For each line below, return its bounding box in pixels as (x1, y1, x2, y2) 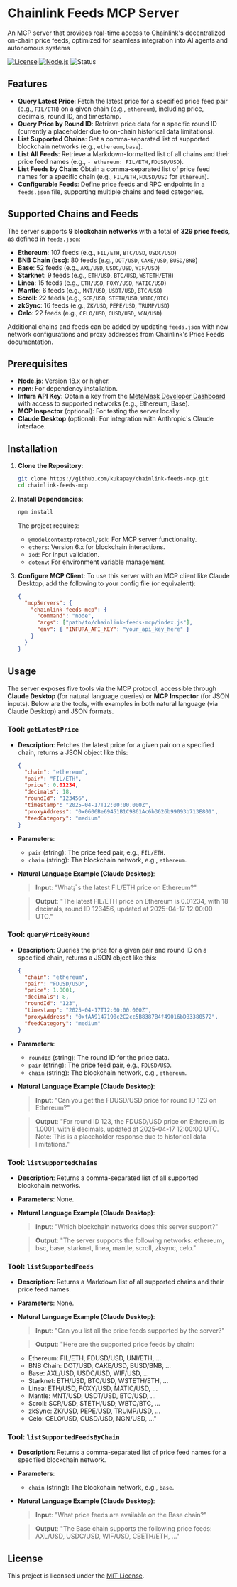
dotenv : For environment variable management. (28, 558, 166, 566)
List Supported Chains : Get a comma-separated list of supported (17, 134, 210, 143)
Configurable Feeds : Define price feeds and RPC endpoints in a (17, 180, 205, 188)
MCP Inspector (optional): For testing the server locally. (17, 407, 181, 416)
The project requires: (17, 521, 79, 530)
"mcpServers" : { (24, 599, 72, 607)
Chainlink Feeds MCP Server (7, 5, 180, 21)
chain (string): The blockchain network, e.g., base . (28, 1483, 175, 1492)
